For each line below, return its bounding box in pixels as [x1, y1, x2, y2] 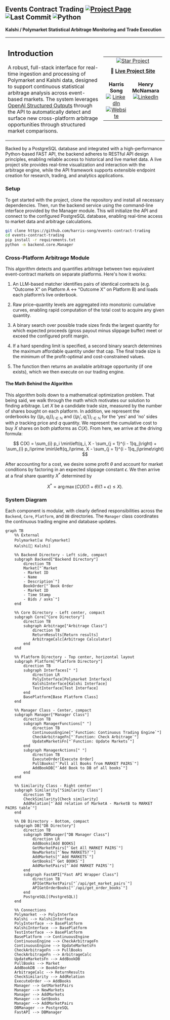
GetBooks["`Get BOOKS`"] [32, 859, 85, 864]
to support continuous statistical [8, 83, 84, 90]
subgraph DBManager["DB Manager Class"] [23, 832, 110, 837]
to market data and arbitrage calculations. [5, 218, 93, 224]
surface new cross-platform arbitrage [8, 115, 98, 122]
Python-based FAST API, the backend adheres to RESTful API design [5, 151, 149, 157]
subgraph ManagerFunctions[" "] [23, 721, 92, 726]
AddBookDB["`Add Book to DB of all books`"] [32, 766, 128, 771]
